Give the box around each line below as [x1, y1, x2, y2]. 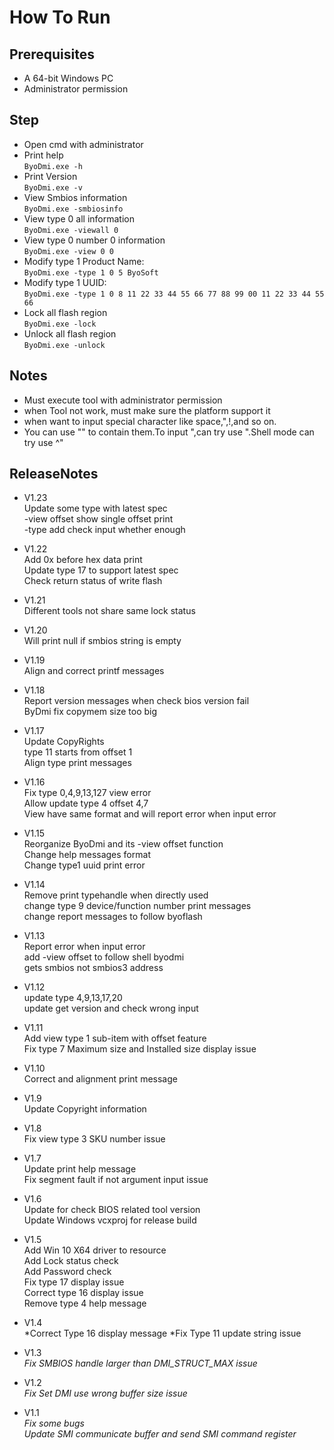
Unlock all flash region [23, 327, 117, 340]
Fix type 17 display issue [23, 1276, 125, 1288]
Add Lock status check [23, 1255, 119, 1267]
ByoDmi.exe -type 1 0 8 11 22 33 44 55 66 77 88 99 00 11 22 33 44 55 [23, 289, 325, 299]
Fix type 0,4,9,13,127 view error [23, 787, 152, 799]
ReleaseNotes [9, 466, 99, 483]
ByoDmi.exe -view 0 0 [23, 246, 114, 256]
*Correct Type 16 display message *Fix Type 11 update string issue [23, 1327, 302, 1340]
